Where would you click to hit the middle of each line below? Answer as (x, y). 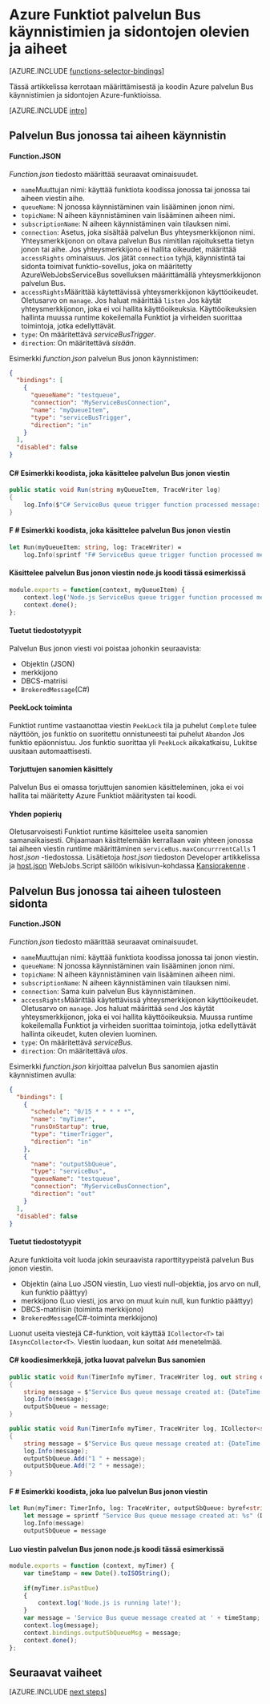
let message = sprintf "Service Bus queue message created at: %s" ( (142, 1516)
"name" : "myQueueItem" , (70, 410)
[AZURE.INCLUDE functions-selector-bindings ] (87, 70)
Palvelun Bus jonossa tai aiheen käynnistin (118, 136)
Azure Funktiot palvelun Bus (105, 15)
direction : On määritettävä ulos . (74, 1050)
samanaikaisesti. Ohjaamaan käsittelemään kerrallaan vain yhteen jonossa (131, 840)
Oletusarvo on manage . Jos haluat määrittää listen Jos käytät (121, 300)
